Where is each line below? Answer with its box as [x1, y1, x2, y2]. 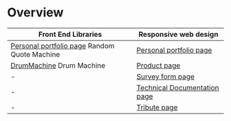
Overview [7, 5, 64, 21]
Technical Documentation [136, 83, 219, 92]
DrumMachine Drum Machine [10, 60, 106, 70]
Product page [136, 60, 181, 70]
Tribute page [136, 103, 178, 112]
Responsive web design [138, 29, 219, 39]
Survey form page [136, 72, 195, 81]
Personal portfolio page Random [10, 41, 115, 51]
